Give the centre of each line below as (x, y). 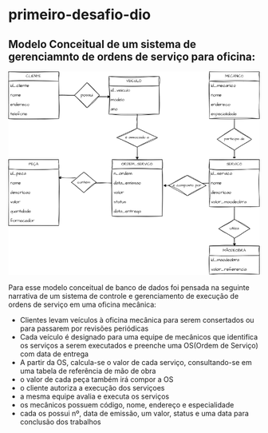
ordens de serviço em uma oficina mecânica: (83, 304)
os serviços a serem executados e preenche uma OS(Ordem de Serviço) (139, 346)
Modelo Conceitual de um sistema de (102, 44)
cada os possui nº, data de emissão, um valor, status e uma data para (134, 414)
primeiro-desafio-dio (80, 15)
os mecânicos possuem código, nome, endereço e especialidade (127, 405)
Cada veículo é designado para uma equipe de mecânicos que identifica (139, 337)
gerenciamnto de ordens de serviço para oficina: (132, 56)
